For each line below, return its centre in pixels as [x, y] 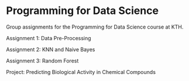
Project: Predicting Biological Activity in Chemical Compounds [81, 72]
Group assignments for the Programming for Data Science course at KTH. [95, 27]
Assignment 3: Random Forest [42, 61]
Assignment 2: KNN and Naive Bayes [51, 49]
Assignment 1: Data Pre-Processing [49, 38]
